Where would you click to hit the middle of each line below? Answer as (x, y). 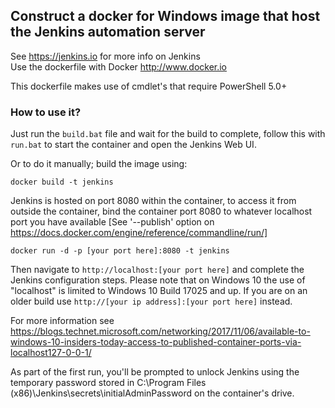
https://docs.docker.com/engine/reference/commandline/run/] (139, 233)
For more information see (62, 321)
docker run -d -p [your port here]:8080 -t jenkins (120, 251)
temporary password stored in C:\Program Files (108, 383)
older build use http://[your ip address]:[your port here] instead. (151, 301)
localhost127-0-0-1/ (51, 353)
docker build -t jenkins (62, 182)
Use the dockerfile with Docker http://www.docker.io (119, 66)
